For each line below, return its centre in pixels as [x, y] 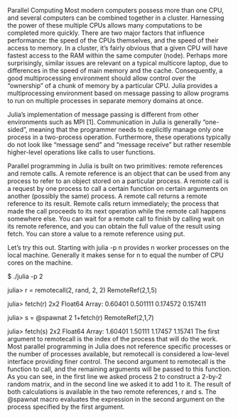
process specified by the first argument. [66, 407]
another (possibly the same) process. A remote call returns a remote [107, 196]
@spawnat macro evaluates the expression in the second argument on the [116, 399]
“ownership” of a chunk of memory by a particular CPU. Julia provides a [113, 86]
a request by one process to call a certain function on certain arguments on [118, 188]
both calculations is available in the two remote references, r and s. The [112, 392]
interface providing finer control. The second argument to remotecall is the [117, 362]
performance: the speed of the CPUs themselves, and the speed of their [113, 40]
